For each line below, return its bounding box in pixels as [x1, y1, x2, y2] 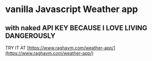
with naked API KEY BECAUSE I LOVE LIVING [5, 24, 147, 32]
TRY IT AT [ [5, 45, 29, 51]
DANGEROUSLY [5, 31, 55, 40]
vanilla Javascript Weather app [5, 4, 138, 15]
